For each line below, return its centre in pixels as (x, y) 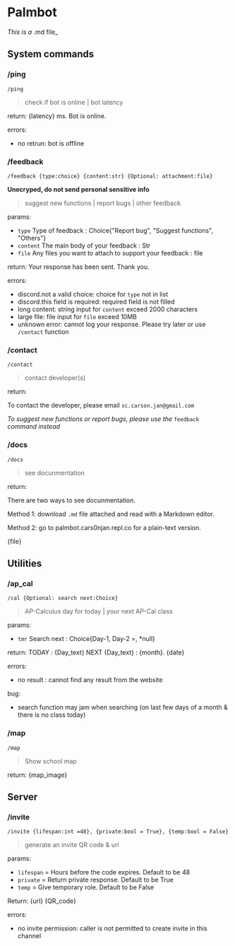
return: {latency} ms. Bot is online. (57, 116)
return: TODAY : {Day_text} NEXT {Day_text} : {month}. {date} (96, 652)
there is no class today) (52, 715)
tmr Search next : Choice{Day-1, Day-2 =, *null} (86, 639)
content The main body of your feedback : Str (84, 246)
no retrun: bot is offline (51, 143)
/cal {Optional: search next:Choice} (63, 599)
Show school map (51, 761)
